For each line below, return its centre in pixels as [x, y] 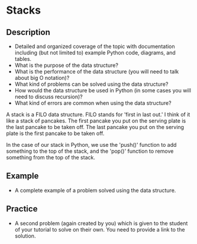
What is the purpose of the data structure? [66, 65]
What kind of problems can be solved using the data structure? [91, 84]
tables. [23, 59]
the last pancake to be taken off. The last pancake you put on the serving [95, 127]
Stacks [24, 10]
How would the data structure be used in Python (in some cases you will [103, 90]
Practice [22, 209]
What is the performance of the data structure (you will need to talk [97, 71]
